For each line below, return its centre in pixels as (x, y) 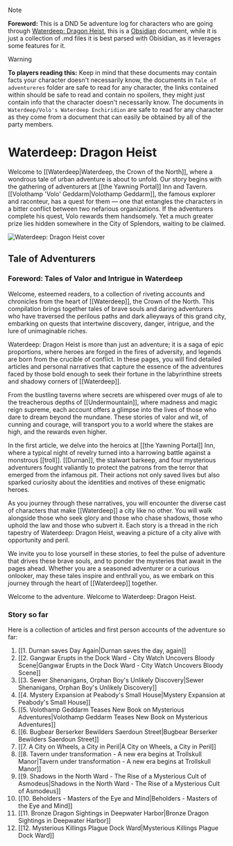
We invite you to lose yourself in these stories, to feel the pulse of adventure (116, 553)
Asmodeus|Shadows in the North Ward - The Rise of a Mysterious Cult (119, 783)
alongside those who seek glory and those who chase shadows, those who (115, 518)
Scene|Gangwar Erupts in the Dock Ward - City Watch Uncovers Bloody (121, 665)
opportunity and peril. (39, 540)
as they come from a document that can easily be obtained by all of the (110, 117)
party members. (31, 124)
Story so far (28, 614)
